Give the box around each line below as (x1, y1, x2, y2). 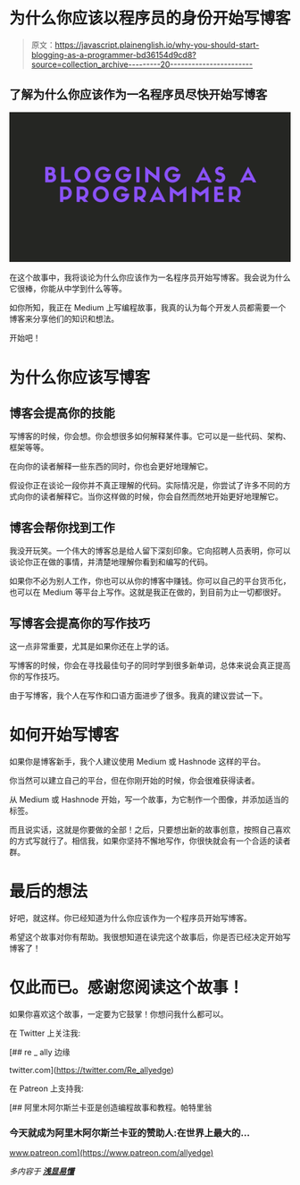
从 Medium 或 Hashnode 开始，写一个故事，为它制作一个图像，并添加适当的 (9, 794, 289, 805)
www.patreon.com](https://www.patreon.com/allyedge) (9, 1147, 214, 1158)
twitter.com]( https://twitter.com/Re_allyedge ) (9, 1064, 174, 1075)
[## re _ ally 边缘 (9, 1046, 71, 1057)
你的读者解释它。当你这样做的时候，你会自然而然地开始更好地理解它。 (24, 491, 283, 502)
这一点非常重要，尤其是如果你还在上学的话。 (9, 641, 174, 652)
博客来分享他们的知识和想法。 (9, 314, 119, 325)
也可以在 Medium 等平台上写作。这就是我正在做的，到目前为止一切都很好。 (9, 587, 287, 597)
